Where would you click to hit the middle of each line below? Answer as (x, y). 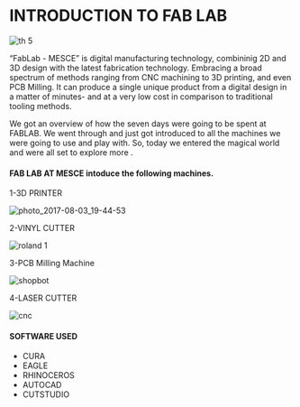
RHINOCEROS (48, 375)
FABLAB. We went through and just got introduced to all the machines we (145, 133)
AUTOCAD (42, 385)
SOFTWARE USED (44, 336)
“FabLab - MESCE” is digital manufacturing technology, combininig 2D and (148, 58)
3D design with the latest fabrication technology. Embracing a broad (136, 68)
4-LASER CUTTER (43, 298)
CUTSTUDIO (46, 394)
